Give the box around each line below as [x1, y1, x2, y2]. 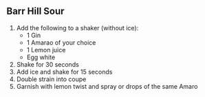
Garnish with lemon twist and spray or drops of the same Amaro [16, 82, 198, 90]
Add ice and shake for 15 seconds [16, 67, 113, 76]
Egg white [26, 53, 56, 61]
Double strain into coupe [16, 75, 87, 83]
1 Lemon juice [26, 45, 66, 54]
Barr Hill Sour [6, 6, 65, 17]
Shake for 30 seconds [16, 60, 80, 68]
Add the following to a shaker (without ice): [16, 23, 139, 32]
